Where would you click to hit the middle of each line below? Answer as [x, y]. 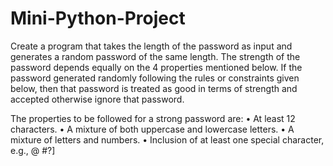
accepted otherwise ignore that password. [97, 99]
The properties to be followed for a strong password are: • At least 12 [153, 118]
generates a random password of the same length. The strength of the [155, 56]
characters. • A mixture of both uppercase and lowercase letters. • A [152, 129]
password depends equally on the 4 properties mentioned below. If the [156, 67]
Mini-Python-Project [98, 18]
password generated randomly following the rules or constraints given [155, 78]
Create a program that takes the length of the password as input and [151, 46]
